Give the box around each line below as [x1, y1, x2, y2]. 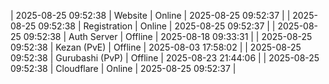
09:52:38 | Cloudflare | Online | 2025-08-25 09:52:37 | [10, 63, 237, 74]
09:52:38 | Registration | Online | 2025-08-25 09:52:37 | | [38, 20, 276, 32]
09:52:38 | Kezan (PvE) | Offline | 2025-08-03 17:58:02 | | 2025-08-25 [10, 41, 302, 53]
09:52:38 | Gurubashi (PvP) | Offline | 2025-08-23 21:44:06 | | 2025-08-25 [10, 52, 320, 64]
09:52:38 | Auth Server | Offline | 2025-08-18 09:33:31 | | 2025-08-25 [23, 31, 313, 42]
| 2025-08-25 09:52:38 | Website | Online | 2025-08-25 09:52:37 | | [10, 10, 291, 21]
